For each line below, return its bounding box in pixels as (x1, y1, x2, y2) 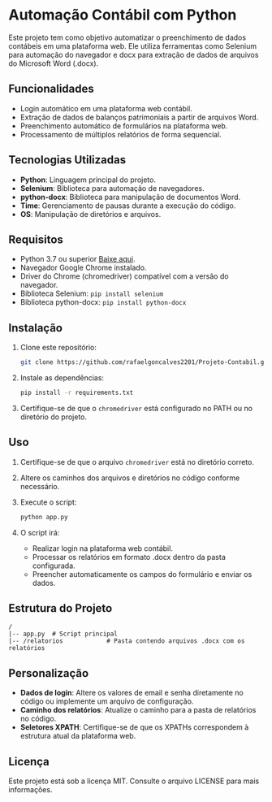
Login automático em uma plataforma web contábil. (19, 103, 192, 113)
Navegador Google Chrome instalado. (19, 262, 147, 273)
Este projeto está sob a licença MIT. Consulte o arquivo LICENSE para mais (8, 776, 260, 786)
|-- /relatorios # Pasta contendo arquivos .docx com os (8, 637, 245, 645)
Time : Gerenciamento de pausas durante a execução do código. (19, 201, 236, 210)
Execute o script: (19, 497, 77, 507)
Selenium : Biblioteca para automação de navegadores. (19, 183, 205, 193)
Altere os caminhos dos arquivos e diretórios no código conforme (19, 473, 240, 483)
